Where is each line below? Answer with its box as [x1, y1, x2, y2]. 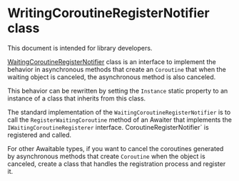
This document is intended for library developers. [7, 43, 153, 52]
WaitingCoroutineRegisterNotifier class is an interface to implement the [7, 57, 216, 66]
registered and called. [7, 130, 72, 139]
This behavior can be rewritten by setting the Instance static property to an [7, 86, 228, 95]
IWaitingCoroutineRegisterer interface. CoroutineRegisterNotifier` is [7, 123, 209, 131]
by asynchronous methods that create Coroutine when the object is [7, 152, 205, 160]
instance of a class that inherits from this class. [7, 94, 146, 103]
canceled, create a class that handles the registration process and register [7, 159, 226, 168]
